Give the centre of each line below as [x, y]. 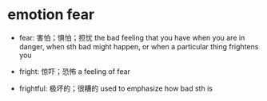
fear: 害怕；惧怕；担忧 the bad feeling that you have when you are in [132, 37]
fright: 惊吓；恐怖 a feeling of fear [75, 71]
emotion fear [51, 15]
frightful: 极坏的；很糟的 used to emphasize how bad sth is [116, 88]
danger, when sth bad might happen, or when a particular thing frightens [139, 46]
